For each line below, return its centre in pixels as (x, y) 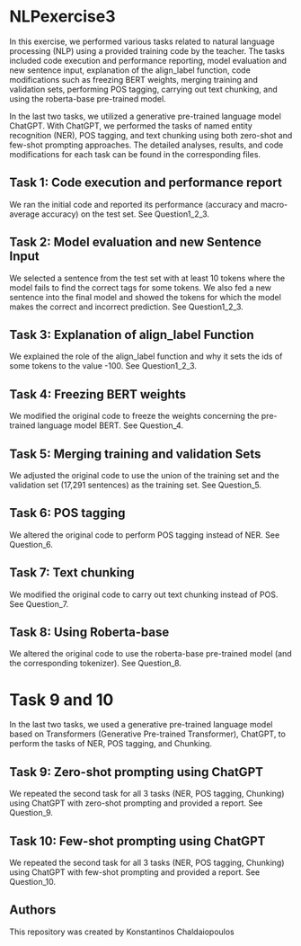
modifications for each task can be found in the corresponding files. (135, 154)
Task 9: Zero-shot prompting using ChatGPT (136, 772)
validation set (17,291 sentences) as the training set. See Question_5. (136, 485)
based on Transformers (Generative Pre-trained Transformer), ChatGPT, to (147, 734)
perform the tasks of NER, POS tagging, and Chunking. (111, 744)
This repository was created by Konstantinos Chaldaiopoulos (122, 932)
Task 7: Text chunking (72, 573)
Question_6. (31, 544)
